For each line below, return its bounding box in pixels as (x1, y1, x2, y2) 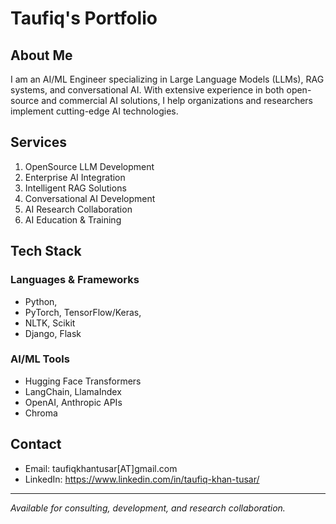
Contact (10, 436, 62, 453)
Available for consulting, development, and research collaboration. (10, 502, 286, 514)
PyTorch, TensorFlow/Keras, (24, 306, 142, 318)
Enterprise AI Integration (24, 171, 126, 183)
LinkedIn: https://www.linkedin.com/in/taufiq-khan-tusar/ (24, 473, 260, 485)
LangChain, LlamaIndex (24, 385, 122, 397)
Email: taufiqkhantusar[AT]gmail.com (24, 462, 178, 474)
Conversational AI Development (24, 192, 156, 204)
